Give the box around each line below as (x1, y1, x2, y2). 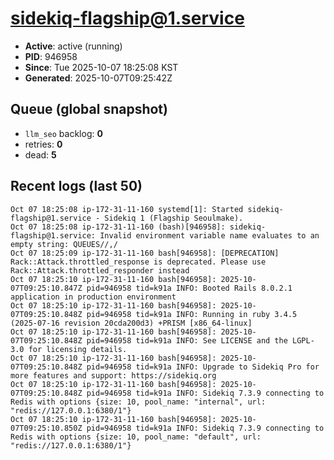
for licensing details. (28, 344, 128, 354)
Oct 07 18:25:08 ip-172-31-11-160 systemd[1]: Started (10, 204, 244, 214)
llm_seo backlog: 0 (24, 127, 103, 139)
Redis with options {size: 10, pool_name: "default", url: (10, 432, 262, 442)
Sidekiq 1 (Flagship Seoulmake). (104, 213, 244, 223)
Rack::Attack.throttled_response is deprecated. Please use (10, 257, 267, 267)
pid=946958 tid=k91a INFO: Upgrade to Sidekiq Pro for (86, 362, 320, 372)
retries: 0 (24, 138, 63, 150)
